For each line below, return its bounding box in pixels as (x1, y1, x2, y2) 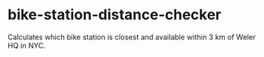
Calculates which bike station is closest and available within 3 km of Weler (7, 32, 257, 42)
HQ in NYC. (7, 40, 46, 50)
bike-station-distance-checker (7, 6, 222, 24)
